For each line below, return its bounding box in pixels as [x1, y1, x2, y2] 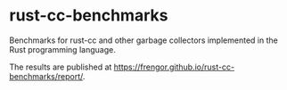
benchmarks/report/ [9, 70, 83, 81]
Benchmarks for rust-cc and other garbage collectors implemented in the [9, 35, 278, 45]
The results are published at [9, 61, 112, 72]
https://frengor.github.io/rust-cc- [113, 61, 234, 72]
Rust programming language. [9, 44, 116, 54]
